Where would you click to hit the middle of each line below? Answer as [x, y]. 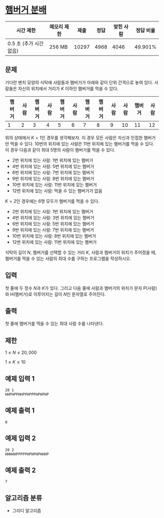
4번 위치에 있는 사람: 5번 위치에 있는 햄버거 [53, 166]
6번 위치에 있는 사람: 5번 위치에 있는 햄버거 [53, 224]
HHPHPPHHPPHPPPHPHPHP [27, 394]
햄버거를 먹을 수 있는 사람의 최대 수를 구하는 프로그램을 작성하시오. [68, 258]
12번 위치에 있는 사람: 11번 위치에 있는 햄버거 [54, 242]
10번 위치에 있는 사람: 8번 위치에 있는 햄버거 [54, 236]
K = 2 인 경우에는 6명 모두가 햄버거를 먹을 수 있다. [52, 201]
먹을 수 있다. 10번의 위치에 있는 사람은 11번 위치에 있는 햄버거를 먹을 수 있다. [82, 144]
